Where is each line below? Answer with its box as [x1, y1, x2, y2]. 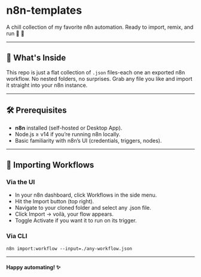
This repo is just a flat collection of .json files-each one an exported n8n [6, 68, 185, 76]
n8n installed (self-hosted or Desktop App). [14, 124, 123, 131]
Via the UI [6, 177, 35, 186]
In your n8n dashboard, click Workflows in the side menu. [14, 191, 157, 198]
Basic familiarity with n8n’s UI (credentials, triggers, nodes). [14, 137, 162, 144]
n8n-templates [6, 4, 83, 17]
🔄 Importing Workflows [6, 159, 95, 170]
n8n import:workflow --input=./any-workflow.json [6, 245, 133, 252]
